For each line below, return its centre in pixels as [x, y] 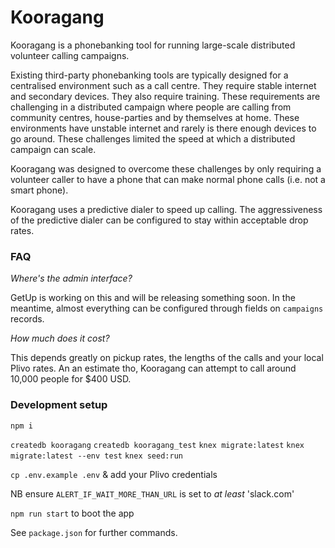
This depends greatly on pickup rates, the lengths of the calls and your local [167, 358]
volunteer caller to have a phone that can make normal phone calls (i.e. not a [168, 179]
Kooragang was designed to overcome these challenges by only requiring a [166, 168]
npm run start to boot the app [72, 513]
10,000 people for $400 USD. [71, 379]
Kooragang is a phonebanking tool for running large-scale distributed [153, 45]
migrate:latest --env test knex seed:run [96, 456]
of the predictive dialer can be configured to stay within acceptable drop [159, 220]
